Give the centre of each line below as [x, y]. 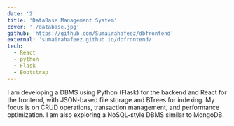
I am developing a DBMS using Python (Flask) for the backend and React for [117, 92]
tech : [15, 46]
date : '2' [22, 14]
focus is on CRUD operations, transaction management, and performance [113, 107]
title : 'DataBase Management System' [62, 20]
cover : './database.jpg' [43, 27]
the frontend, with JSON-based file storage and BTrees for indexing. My [111, 99]
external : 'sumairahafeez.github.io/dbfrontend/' [81, 40]
